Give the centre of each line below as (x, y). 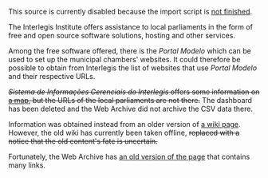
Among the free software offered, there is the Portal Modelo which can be (130, 51)
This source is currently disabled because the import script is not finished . (130, 12)
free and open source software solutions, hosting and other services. (122, 36)
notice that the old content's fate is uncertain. (83, 141)
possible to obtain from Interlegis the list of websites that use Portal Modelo (133, 68)
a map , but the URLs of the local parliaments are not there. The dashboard (130, 100)
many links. (27, 165)
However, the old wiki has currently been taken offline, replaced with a (124, 133)
